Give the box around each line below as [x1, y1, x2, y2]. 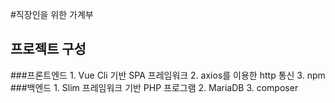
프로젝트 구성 [10, 41, 87, 58]
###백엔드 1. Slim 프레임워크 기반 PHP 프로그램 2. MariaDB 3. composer [10, 81, 299, 93]
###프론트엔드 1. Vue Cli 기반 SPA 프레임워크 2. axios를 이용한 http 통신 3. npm [10, 69, 326, 81]
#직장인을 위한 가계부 [10, 9, 94, 20]
